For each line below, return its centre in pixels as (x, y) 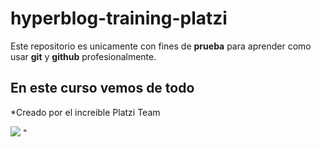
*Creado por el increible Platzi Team (85, 112)
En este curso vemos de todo (102, 88)
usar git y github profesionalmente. (83, 56)
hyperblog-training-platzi (119, 18)
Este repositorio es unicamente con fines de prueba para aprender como (161, 46)
